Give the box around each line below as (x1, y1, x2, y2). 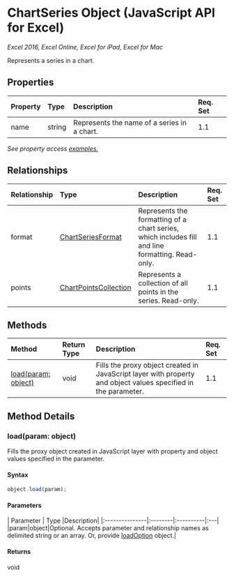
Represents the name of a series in (72, 117, 187, 127)
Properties (7, 77, 54, 89)
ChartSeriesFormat (59, 232, 122, 241)
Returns (7, 547, 31, 555)
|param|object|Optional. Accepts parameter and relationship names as (7, 524, 209, 532)
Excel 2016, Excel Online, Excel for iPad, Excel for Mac (7, 43, 164, 51)
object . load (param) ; (7, 486, 68, 493)
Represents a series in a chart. (7, 56, 95, 64)
